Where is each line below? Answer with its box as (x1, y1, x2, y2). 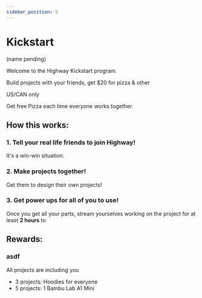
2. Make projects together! (6, 167, 87, 176)
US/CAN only (6, 91, 39, 98)
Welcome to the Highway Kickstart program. (6, 67, 117, 74)
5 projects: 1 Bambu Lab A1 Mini (15, 284, 95, 292)
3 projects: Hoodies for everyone (15, 278, 98, 285)
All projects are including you (6, 266, 79, 274)
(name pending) (6, 55, 47, 63)
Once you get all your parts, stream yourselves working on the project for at (6, 210, 196, 217)
